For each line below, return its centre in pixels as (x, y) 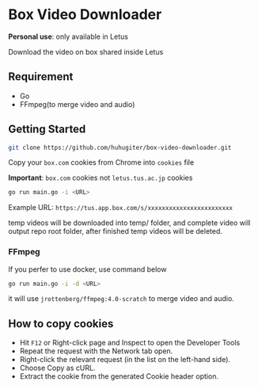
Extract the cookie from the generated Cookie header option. (119, 376)
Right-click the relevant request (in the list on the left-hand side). (125, 360)
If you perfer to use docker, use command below (87, 269)
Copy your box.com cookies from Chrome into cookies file (101, 162)
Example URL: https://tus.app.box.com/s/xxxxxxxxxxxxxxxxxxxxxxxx (121, 208)
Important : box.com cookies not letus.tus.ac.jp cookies (101, 178)
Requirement (41, 77)
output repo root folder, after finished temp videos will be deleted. (116, 231)
